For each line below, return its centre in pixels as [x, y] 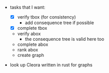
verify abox [29, 34]
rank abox [28, 50]
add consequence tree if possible [59, 23]
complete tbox [32, 28]
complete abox [33, 44]
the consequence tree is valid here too [64, 39]
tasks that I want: [27, 7]
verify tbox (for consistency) [46, 17]
